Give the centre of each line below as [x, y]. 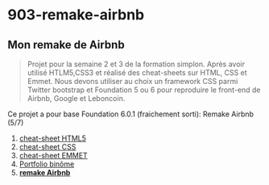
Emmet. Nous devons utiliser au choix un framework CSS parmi [132, 81]
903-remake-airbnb [76, 15]
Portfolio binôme [47, 164]
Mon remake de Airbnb [66, 45]
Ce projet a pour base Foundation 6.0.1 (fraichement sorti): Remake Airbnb [131, 114]
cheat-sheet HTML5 [52, 138]
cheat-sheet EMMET [53, 156]
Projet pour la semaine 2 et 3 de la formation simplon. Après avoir [136, 64]
